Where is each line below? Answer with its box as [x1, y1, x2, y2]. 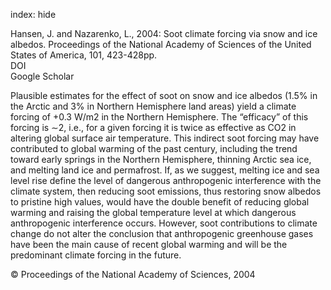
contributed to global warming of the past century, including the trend [10, 143, 298, 154]
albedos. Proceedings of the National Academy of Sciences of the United [10, 39, 312, 50]
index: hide [10, 9, 57, 20]
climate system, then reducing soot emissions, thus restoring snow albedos [10, 185, 322, 197]
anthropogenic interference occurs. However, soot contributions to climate [10, 217, 318, 229]
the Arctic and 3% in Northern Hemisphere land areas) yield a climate [10, 100, 297, 112]
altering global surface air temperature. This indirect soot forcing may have [10, 132, 320, 144]
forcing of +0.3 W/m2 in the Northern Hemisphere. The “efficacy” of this [10, 111, 309, 123]
